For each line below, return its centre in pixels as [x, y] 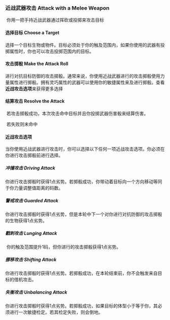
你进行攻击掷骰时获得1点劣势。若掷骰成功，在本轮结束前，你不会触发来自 [81, 273]
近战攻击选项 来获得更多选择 [34, 88]
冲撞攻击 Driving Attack [30, 168]
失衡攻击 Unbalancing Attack [36, 292]
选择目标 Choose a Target [32, 32]
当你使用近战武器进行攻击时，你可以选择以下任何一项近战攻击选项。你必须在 [85, 149]
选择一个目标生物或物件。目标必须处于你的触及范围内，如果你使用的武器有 [83, 45]
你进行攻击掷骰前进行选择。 [34, 155]
